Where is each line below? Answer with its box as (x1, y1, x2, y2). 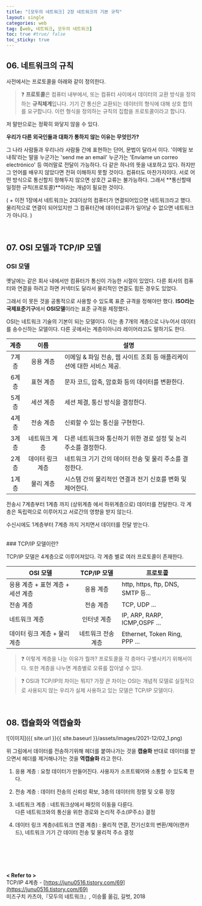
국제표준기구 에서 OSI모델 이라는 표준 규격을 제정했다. (6, 305, 130, 312)
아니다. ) (12, 212, 32, 219)
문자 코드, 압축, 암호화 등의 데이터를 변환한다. (64, 377, 185, 386)
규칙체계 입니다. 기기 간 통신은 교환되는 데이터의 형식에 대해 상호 (32, 100, 182, 107)
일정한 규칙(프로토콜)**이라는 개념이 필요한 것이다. (6, 183, 125, 190)
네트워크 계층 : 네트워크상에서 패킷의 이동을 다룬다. (14, 801, 134, 808)
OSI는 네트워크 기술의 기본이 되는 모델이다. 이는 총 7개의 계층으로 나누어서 (6, 318, 180, 325)
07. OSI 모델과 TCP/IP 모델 (6, 242, 102, 253)
